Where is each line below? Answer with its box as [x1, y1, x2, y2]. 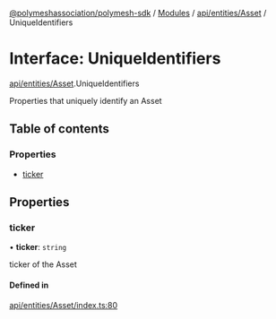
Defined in [9, 280, 49, 290]
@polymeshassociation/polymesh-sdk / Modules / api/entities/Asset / [9, 8, 267, 18]
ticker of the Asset [9, 259, 78, 270]
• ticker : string [9, 242, 67, 253]
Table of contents [9, 121, 109, 137]
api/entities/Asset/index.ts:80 [9, 299, 118, 310]
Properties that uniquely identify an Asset [9, 95, 163, 106]
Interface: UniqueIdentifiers [9, 48, 221, 69]
